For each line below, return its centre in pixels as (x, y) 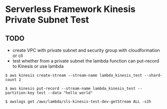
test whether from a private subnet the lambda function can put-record (86, 61)
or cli (18, 55)
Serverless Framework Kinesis (70, 9)
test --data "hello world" (65, 93)
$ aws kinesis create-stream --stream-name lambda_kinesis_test (74, 75)
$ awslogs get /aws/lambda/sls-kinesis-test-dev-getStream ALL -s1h (78, 101)
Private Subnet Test (47, 20)
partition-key (20, 93)
